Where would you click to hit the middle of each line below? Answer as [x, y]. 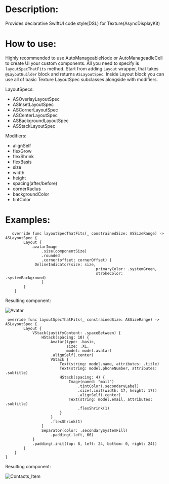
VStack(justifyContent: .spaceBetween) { [77, 333]
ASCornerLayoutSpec [35, 109]
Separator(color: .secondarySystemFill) [85, 430]
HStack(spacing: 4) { [82, 377]
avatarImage [45, 247]
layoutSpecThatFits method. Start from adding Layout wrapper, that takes [82, 68]
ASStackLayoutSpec [34, 126]
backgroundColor [31, 194]
